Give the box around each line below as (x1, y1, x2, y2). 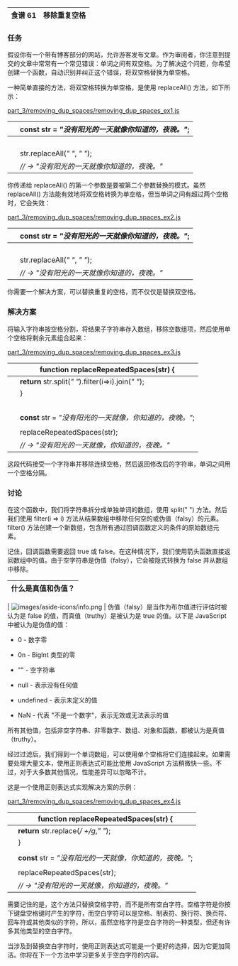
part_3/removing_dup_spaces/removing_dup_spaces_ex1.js (7, 107, 180, 115)
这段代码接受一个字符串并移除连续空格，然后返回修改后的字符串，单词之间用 (7, 460, 231, 468)
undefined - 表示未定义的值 (17, 695, 98, 704)
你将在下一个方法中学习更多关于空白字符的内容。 (19, 950, 163, 959)
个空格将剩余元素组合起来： (7, 333, 89, 342)
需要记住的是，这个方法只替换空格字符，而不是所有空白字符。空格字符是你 (7, 900, 225, 908)
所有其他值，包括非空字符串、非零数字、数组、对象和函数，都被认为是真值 (7, 726, 225, 734)
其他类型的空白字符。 (13, 926, 76, 935)
